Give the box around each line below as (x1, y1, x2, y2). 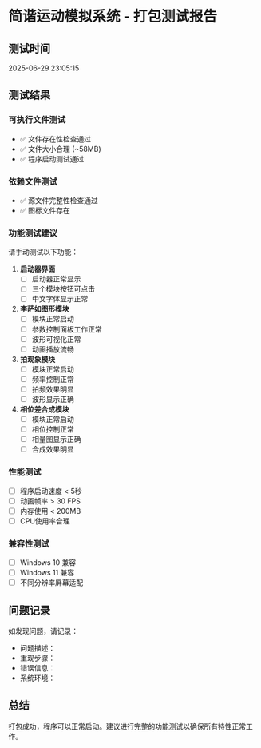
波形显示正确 (31, 394, 74, 404)
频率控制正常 (31, 374, 74, 384)
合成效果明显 (31, 444, 74, 454)
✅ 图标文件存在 (19, 205, 70, 215)
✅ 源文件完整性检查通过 (19, 195, 98, 205)
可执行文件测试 (8, 114, 66, 125)
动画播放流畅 (31, 344, 74, 354)
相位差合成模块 (19, 404, 69, 414)
